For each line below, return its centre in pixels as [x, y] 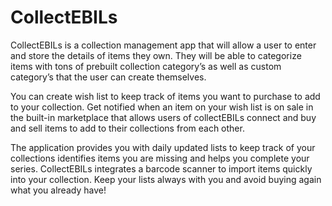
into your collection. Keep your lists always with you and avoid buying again [166, 179]
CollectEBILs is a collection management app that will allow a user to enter [163, 45]
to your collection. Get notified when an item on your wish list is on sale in [162, 107]
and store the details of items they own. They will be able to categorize [156, 55]
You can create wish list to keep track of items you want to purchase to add [165, 96]
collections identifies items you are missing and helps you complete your [160, 158]
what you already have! [58, 190]
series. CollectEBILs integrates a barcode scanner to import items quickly [161, 168]
